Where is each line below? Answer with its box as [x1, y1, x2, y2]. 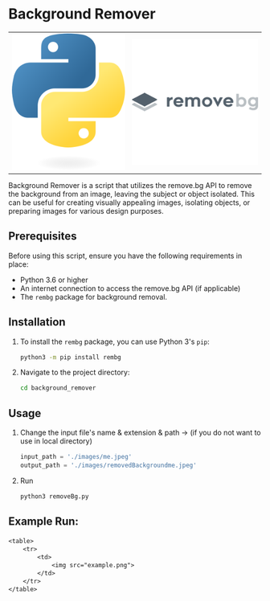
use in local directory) [19, 436, 92, 446]
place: [8, 259, 30, 269]
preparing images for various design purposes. [8, 206, 164, 215]
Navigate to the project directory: [19, 367, 130, 378]
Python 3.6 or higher [19, 275, 88, 284]
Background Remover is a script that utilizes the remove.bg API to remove [8, 180, 252, 190]
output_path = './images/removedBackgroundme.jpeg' [19, 461, 197, 469]
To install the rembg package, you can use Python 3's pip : [19, 337, 211, 346]
